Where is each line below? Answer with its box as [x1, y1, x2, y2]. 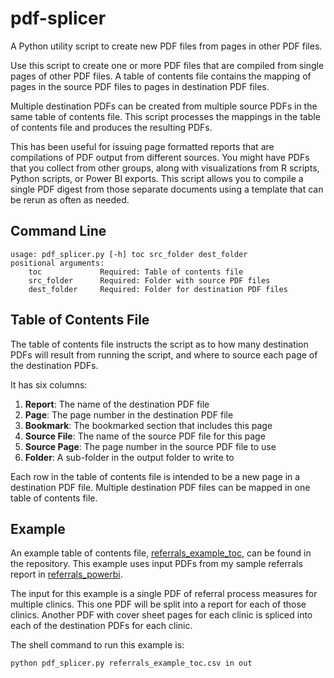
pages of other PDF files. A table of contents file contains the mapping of [10, 70, 312, 82]
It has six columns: [10, 378, 88, 391]
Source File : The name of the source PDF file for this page [24, 430, 266, 442]
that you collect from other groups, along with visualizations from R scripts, [10, 162, 320, 174]
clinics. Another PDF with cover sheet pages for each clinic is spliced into [10, 609, 313, 621]
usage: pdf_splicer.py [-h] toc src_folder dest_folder [10, 249, 248, 259]
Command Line [10, 223, 107, 240]
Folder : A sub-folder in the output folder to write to [24, 451, 235, 463]
